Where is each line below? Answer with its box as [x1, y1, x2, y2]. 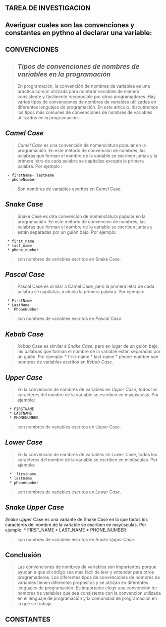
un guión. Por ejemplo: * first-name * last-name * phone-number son [17, 354, 159, 360]
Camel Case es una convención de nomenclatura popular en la [17, 142, 146, 148]
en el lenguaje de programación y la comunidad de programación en [17, 595, 157, 601]
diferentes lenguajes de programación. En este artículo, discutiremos [17, 104, 158, 110]
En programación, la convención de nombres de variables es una [17, 83, 150, 89]
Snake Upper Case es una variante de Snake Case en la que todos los [5, 516, 148, 522]
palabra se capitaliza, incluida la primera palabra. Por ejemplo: [17, 289, 145, 295]
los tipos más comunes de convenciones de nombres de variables [17, 109, 153, 115]
